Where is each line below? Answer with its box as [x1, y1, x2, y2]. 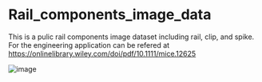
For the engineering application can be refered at [8, 40, 170, 49]
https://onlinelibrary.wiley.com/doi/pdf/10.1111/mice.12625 [8, 49, 196, 58]
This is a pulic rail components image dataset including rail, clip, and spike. [8, 32, 255, 41]
